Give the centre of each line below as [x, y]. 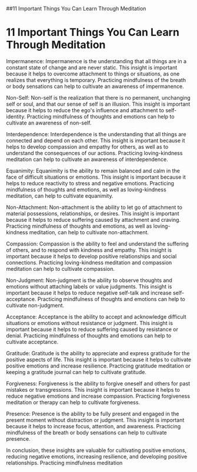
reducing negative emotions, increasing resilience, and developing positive [97, 456]
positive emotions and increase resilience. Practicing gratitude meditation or [98, 366]
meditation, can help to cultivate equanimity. [60, 196]
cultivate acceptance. [32, 342]
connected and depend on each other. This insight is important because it [96, 140]
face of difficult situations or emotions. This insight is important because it [96, 177]
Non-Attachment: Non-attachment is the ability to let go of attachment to [94, 207]
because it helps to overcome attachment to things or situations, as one [93, 74]
